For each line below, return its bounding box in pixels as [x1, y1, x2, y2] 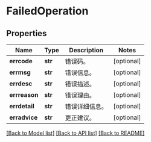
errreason [9, 91, 39, 99]
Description [69, 46, 104, 54]
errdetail [9, 102, 34, 110]
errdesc [9, 79, 33, 88]
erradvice [9, 113, 38, 122]
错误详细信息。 [65, 102, 108, 111]
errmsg [9, 68, 31, 76]
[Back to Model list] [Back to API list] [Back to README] [6, 129, 145, 137]
